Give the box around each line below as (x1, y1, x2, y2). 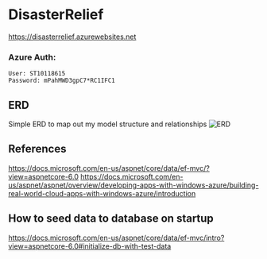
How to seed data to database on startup (8, 212, 215, 226)
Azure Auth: (8, 52, 56, 63)
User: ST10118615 (8, 70, 66, 78)
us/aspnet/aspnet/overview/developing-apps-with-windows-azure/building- (8, 180, 259, 190)
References (8, 142, 67, 156)
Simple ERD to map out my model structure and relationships (8, 119, 207, 129)
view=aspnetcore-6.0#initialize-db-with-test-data (8, 241, 172, 251)
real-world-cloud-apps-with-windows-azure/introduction (8, 188, 196, 198)
